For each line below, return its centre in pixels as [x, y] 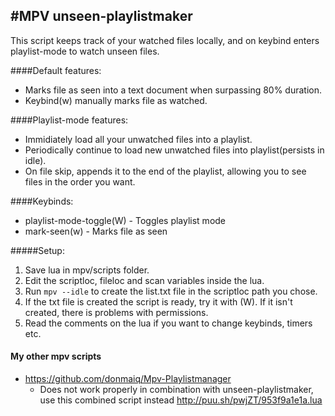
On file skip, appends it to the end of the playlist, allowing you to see [165, 171]
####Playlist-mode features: [69, 120]
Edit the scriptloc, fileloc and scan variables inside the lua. [144, 280]
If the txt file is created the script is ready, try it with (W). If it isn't [158, 301]
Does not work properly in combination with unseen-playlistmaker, [176, 390]
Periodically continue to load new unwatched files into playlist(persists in [174, 150]
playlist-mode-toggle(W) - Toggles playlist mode [125, 220]
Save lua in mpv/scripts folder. [87, 270]
